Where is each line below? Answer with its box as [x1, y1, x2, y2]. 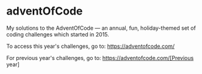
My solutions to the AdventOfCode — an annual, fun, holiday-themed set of [6, 24, 197, 32]
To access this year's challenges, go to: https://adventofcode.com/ [6, 42, 175, 50]
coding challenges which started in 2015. [6, 30, 110, 38]
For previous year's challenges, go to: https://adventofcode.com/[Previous [6, 54, 194, 61]
